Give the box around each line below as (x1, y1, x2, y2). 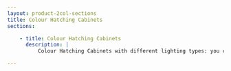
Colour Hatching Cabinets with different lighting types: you (37, 48, 220, 55)
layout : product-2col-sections (7, 10, 97, 17)
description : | (25, 42, 69, 48)
